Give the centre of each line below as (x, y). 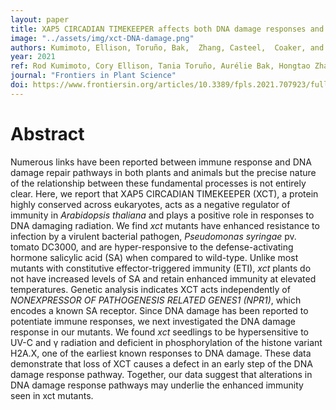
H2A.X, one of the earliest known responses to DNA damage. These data (161, 353)
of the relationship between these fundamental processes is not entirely (158, 183)
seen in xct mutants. (52, 395)
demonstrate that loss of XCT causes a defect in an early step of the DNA (161, 363)
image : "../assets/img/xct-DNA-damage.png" (102, 38)
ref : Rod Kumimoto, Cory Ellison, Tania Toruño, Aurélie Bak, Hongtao (160, 66)
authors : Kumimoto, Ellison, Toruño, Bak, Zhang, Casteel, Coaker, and (167, 47)
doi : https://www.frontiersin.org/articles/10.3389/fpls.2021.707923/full (169, 85)
